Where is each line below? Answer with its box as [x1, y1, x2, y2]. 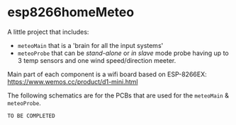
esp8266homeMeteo [7, 4, 135, 20]
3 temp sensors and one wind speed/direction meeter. [17, 56, 176, 64]
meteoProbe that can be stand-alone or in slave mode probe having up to [17, 49, 229, 57]
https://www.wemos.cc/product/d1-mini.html [7, 77, 138, 85]
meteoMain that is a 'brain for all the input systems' [17, 41, 164, 49]
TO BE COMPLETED [7, 112, 55, 119]
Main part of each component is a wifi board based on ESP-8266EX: [7, 70, 207, 78]
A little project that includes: [7, 28, 89, 36]
